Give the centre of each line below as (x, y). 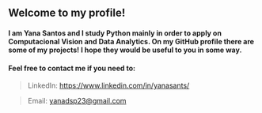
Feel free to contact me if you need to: (72, 68)
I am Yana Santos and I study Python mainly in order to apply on (115, 33)
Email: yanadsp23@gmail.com (77, 101)
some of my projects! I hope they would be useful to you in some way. (125, 50)
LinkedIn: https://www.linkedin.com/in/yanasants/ (108, 85)
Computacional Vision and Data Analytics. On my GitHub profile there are (131, 41)
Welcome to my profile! (67, 13)
